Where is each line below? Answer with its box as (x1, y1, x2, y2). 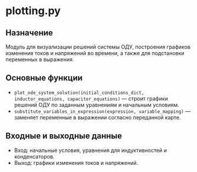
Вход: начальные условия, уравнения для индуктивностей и (14, 147, 167, 154)
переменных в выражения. (5, 56, 75, 63)
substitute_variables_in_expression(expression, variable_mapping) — (14, 108, 190, 115)
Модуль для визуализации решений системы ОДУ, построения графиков (5, 43, 190, 50)
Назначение (5, 28, 53, 38)
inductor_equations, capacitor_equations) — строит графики (14, 95, 169, 102)
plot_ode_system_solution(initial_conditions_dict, (14, 90, 144, 96)
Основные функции (5, 73, 83, 83)
